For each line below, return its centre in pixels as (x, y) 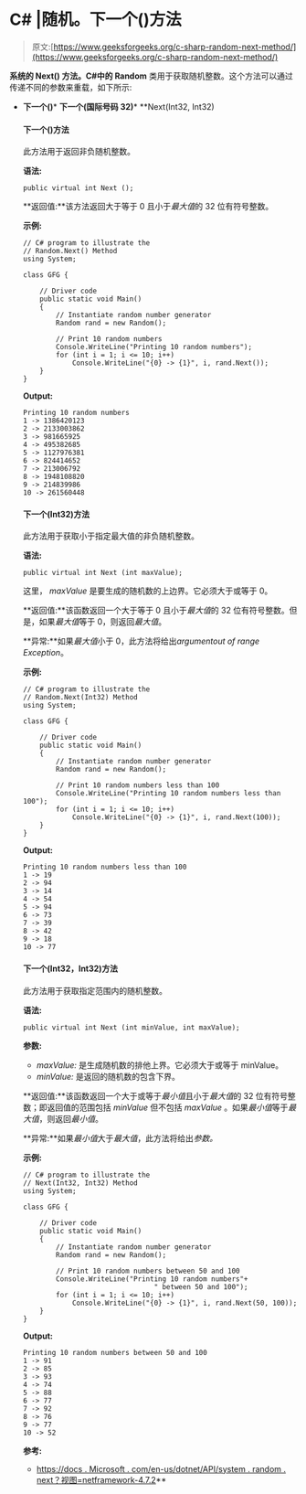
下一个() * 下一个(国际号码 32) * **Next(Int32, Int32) (118, 106)
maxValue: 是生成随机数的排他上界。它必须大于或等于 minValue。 (160, 1065)
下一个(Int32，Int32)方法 (70, 968)
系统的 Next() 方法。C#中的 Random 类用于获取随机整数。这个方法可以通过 (152, 76)
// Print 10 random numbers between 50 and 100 (148, 1271)
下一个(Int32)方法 (56, 514)
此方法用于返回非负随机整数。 (79, 152)
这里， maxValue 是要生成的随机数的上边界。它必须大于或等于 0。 (148, 591)
